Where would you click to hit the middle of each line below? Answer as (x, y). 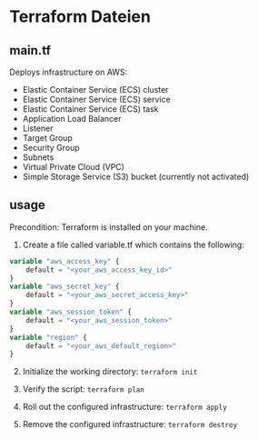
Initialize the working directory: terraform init (110, 372)
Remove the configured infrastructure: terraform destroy (130, 424)
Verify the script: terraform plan (84, 389)
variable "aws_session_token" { (70, 312)
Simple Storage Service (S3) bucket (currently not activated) (136, 176)
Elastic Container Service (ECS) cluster (95, 90)
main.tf (30, 50)
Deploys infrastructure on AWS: (69, 72)
